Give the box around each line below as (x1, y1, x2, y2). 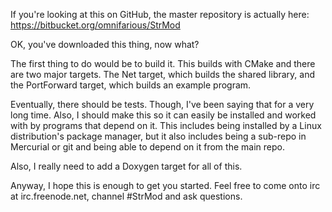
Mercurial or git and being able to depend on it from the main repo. (10, 141, 285, 153)
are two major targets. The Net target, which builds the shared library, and (10, 69, 315, 80)
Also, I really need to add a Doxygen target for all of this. (10, 160, 243, 172)
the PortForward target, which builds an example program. (10, 79, 252, 91)
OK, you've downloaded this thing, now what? (10, 39, 200, 50)
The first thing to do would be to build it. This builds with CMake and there (10, 58, 316, 69)
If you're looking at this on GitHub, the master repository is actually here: (10, 9, 310, 20)
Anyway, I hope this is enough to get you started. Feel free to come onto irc (10, 180, 321, 191)
